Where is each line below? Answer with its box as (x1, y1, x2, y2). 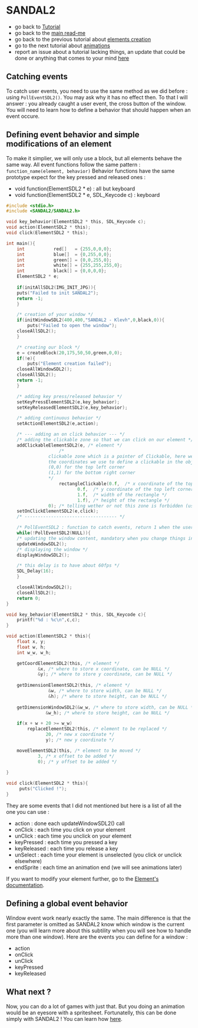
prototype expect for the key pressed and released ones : (6, 173, 146, 180)
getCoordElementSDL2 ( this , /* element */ (16, 660, 120, 666)
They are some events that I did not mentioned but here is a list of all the (6, 802, 181, 809)
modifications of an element (6, 139, 112, 149)
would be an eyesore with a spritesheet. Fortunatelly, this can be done (6, 1009, 177, 1016)
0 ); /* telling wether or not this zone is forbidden (48, 503, 183, 509)
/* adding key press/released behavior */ (16, 393, 123, 399)
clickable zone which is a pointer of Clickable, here (48, 453, 186, 459)
